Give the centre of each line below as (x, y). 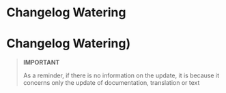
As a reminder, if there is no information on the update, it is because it (121, 75)
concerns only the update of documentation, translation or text (111, 83)
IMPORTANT (41, 62)
